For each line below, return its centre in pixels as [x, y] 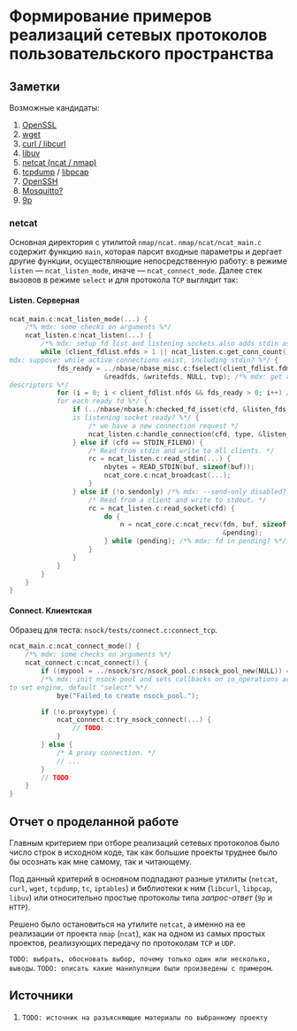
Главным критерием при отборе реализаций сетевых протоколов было [145, 843]
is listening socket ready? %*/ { [136, 418]
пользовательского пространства [141, 54]
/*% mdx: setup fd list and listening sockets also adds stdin [160, 344]
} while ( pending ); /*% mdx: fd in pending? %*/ [195, 542]
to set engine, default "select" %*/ [79, 688]
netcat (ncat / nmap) [59, 162]
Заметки [34, 86]
